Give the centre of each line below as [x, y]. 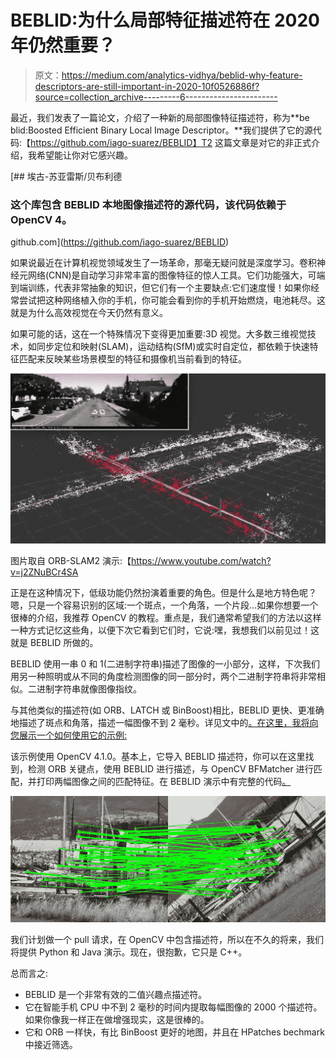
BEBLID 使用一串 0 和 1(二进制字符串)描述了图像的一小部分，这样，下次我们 [165, 664]
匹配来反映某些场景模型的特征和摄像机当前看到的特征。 [132, 359]
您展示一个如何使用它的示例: [69, 735]
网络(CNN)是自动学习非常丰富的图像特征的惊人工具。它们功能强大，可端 [176, 275]
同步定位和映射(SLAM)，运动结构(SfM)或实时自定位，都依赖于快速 [173, 347]
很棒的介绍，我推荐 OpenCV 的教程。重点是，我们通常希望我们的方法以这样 [166, 618]
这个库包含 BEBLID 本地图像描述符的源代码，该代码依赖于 [148, 204]
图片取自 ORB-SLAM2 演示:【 [71, 561]
